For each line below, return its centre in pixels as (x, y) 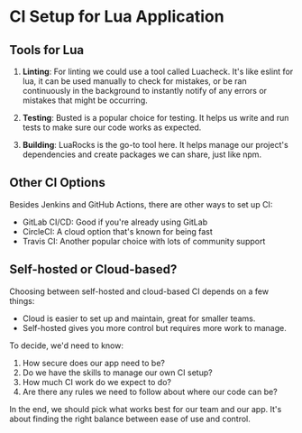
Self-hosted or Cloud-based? (93, 269)
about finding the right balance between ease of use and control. (130, 419)
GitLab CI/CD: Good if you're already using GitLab (115, 222)
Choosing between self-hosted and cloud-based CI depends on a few (139, 291)
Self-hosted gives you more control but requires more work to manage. (154, 327)
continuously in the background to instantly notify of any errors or (145, 91)
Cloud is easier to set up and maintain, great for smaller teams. (139, 318)
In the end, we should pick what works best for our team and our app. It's (146, 409)
